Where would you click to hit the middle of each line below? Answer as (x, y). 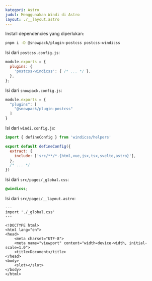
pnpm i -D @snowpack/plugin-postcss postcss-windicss (63, 43)
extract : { (21, 151)
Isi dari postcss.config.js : (33, 53)
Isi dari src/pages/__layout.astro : (41, 198)
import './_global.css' (30, 212)
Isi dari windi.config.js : (30, 128)
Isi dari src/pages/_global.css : (37, 179)
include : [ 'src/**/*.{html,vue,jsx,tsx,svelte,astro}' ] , (75, 156)
